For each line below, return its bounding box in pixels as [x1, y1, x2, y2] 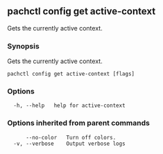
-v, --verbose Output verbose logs [13, 140, 126, 147]
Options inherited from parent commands [7, 118, 151, 128]
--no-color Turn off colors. [25, 134, 117, 141]
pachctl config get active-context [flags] [7, 71, 135, 78]
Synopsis [7, 41, 40, 51]
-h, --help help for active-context [13, 102, 126, 110]
